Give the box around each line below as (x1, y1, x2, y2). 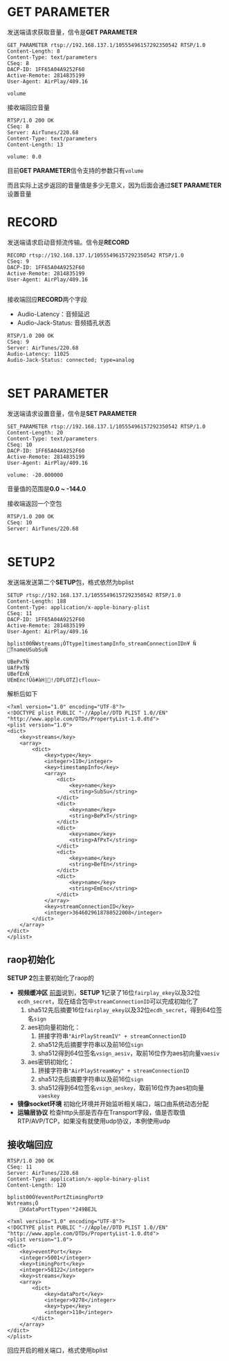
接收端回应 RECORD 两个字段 (7, 295, 88, 303)
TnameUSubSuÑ (10, 646, 48, 653)
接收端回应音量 (7, 103, 50, 111)
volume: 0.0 (7, 153, 42, 160)
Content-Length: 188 (7, 598, 67, 605)
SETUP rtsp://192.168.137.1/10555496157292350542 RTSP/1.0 (7, 592, 181, 599)
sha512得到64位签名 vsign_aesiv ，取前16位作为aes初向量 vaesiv (37, 1049, 220, 1057)
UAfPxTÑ (7, 664, 30, 671)
